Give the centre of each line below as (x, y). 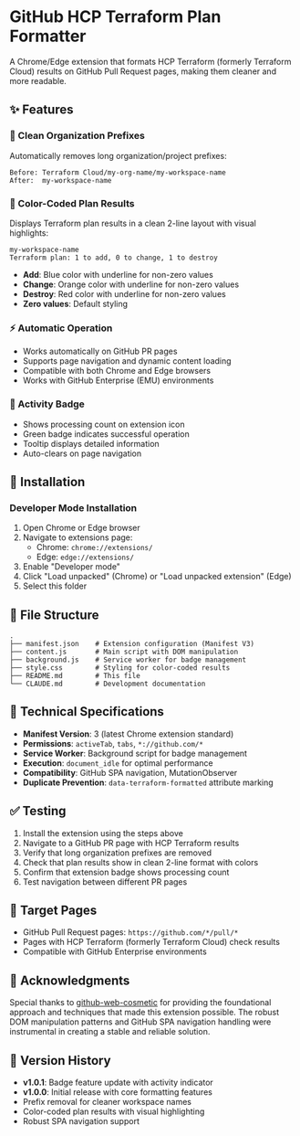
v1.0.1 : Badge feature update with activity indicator (118, 1083)
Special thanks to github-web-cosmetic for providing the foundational (140, 1003)
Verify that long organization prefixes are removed (117, 853)
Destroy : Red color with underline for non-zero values (124, 293)
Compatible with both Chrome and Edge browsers (117, 371)
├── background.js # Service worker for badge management (128, 660)
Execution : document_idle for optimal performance (118, 763)
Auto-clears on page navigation (82, 453)
